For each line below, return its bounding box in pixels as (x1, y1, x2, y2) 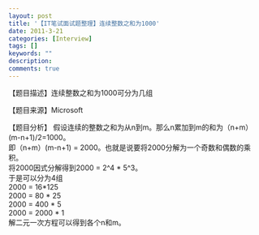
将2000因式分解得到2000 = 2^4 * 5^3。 (8, 163, 143, 173)
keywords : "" (8, 49, 53, 58)
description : (8, 58, 53, 66)
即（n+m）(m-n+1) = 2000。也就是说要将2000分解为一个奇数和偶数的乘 (8, 143, 252, 152)
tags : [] (8, 42, 38, 50)
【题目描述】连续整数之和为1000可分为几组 (8, 88, 153, 97)
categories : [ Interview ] (8, 34, 93, 43)
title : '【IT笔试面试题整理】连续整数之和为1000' (8, 19, 160, 28)
